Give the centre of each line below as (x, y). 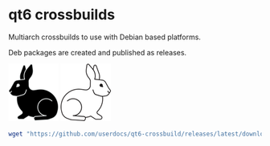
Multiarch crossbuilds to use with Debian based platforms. (104, 37)
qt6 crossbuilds (62, 15)
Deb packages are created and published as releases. (98, 52)
